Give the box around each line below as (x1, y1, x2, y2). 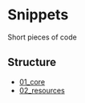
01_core (18, 76, 46, 86)
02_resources (18, 85, 65, 95)
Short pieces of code (7, 32, 77, 42)
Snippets (7, 6, 69, 24)
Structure (7, 56, 57, 69)
